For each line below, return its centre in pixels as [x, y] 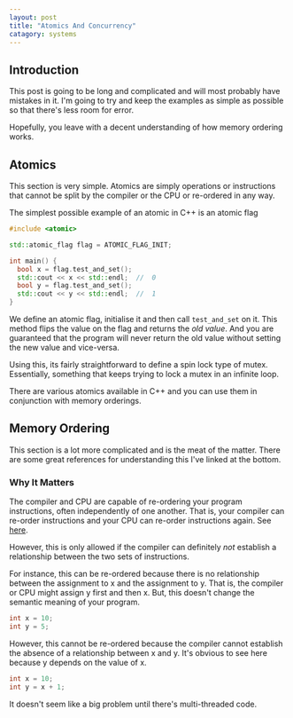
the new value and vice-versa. [64, 347]
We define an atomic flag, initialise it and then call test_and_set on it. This [143, 319]
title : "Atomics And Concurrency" [73, 26]
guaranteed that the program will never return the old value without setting [145, 338]
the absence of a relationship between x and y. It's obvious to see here [139, 652]
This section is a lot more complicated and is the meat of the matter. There [145, 450]
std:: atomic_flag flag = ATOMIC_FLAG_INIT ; [91, 245]
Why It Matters [42, 482]
